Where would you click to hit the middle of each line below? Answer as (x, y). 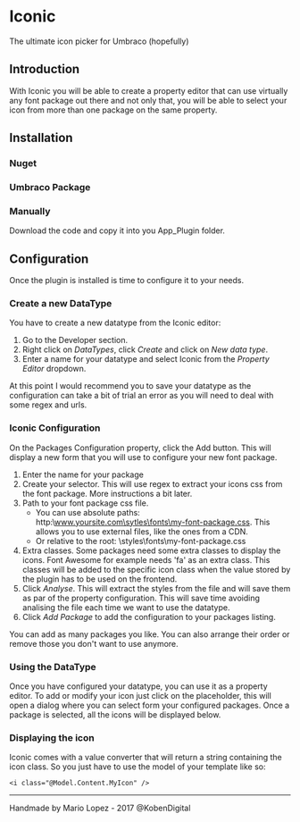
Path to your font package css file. (85, 503)
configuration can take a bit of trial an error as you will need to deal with (142, 396)
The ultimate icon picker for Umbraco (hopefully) (99, 41)
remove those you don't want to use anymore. (94, 643)
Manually (30, 211)
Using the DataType (53, 667)
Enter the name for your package (83, 474)
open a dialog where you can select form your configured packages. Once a (150, 705)
